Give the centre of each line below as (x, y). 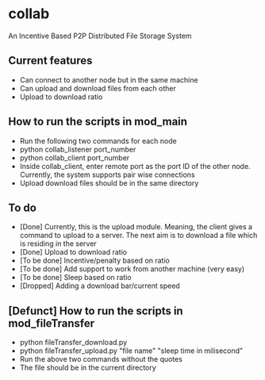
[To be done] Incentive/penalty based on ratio (95, 261)
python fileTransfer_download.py (73, 343)
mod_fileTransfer (52, 323)
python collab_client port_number (75, 157)
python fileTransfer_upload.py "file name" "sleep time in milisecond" (131, 351)
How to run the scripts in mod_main (98, 122)
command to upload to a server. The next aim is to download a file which (138, 236)
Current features (50, 61)
